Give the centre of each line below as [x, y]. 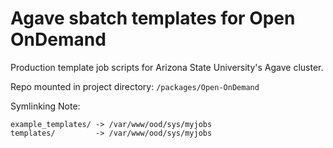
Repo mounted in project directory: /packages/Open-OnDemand [135, 86]
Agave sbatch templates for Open [153, 18]
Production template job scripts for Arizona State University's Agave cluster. [167, 67]
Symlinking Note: [45, 106]
